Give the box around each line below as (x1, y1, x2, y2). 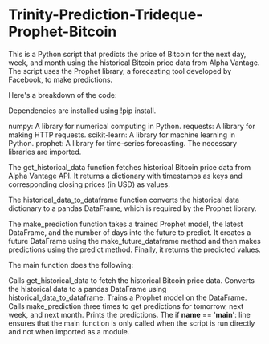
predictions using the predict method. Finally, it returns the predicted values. (8, 245, 261, 254)
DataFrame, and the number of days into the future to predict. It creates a (8, 227, 251, 237)
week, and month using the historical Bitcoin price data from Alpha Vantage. (8, 58, 260, 67)
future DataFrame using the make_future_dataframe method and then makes (8, 236, 261, 245)
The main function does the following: (8, 260, 134, 269)
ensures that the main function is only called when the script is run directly (8, 318, 255, 328)
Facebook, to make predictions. (8, 75, 113, 84)
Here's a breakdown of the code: (8, 90, 118, 99)
